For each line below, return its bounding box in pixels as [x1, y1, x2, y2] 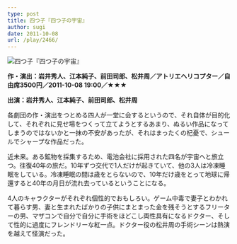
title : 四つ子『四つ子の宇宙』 [7, 17, 88, 24]
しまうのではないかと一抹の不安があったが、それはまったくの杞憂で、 [7, 129, 212, 137]
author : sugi [7, 23, 46, 30]
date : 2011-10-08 [7, 30, 59, 37]
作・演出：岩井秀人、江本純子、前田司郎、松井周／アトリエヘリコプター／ [7, 72, 224, 81]
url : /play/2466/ [7, 37, 59, 44]
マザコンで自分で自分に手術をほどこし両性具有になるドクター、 [31, 211, 218, 220]
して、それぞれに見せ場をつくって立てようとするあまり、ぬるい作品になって [7, 120, 229, 128]
